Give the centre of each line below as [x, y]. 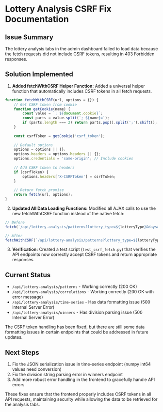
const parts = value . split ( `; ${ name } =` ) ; [66, 118]
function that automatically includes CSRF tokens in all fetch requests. [82, 91]
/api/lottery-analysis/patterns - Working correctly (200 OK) [74, 286]
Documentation [37, 19]
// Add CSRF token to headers [44, 167]
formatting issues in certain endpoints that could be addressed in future [77, 332]
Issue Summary [29, 37]
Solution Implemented [39, 74]
